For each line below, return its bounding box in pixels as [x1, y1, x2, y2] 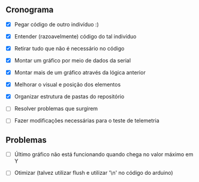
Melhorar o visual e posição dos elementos [14, 81, 121, 88]
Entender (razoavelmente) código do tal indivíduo [14, 32, 137, 40]
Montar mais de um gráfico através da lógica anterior [14, 69, 146, 76]
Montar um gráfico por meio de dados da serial [14, 57, 131, 64]
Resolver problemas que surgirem [14, 105, 98, 112]
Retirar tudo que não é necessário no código [14, 44, 125, 52]
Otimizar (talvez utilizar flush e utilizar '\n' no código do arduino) [14, 169, 173, 177]
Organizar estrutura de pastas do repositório [14, 93, 125, 100]
